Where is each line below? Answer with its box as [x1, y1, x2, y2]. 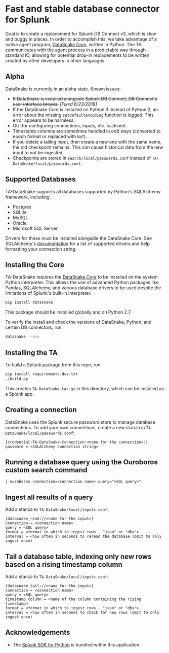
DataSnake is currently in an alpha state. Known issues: [5, 86, 121, 92]
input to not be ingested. [12, 149, 64, 155]
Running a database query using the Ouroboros [5, 458, 158, 466]
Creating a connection [5, 405, 77, 414]
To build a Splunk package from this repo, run [5, 361, 101, 368]
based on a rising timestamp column [5, 560, 122, 569]
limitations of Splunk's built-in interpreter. [5, 290, 92, 296]
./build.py [5, 376, 28, 381]
